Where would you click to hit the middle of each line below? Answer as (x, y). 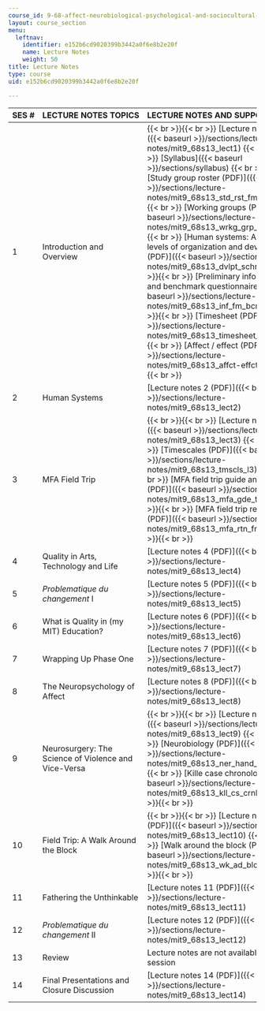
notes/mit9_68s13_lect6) (194, 636)
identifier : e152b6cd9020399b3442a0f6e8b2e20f (100, 45)
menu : (17, 30)
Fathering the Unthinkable (90, 897)
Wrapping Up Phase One (88, 658)
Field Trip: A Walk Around (89, 840)
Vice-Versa (64, 768)
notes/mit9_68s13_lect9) (194, 733)
